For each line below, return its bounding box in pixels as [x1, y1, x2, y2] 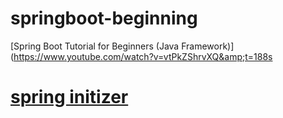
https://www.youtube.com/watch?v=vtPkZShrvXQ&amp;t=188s [13, 50, 273, 62]
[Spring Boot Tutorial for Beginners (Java [10, 40, 180, 52]
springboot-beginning [10, 7, 198, 30]
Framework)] [181, 40, 235, 52]
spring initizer [10, 86, 129, 109]
